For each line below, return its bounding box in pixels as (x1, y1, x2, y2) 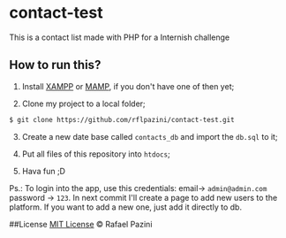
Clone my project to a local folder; (21, 98, 146, 109)
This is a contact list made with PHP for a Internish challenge (9, 32, 230, 42)
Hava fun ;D (21, 165, 66, 176)
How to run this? (9, 58, 102, 73)
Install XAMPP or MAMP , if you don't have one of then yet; (21, 81, 235, 91)
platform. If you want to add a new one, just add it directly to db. (9, 202, 243, 212)
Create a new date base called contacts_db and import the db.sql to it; (21, 131, 278, 142)
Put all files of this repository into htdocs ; (21, 149, 170, 159)
